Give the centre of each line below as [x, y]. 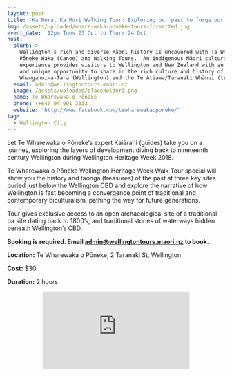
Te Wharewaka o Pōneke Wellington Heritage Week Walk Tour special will [112, 171]
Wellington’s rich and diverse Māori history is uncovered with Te [118, 53]
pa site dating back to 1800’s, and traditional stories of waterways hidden [111, 220]
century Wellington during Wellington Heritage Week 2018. [90, 157]
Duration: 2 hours [33, 281]
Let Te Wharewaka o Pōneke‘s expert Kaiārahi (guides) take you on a [105, 142]
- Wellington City [40, 123]
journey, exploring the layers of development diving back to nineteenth [108, 150]
